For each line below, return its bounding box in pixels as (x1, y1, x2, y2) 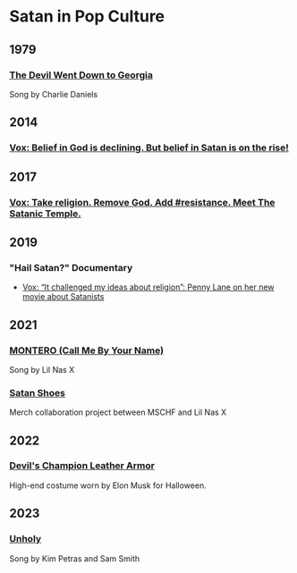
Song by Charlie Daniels (9, 88, 98, 99)
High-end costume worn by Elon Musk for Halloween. (9, 480, 208, 491)
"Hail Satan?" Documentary (9, 261, 133, 274)
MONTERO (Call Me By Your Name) (9, 344, 164, 357)
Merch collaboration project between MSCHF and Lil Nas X (9, 407, 227, 417)
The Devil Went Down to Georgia (9, 69, 154, 81)
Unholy (9, 533, 42, 545)
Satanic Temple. (9, 207, 82, 220)
